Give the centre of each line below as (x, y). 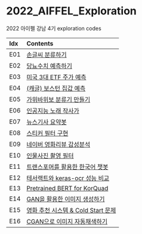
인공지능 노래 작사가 (53, 111)
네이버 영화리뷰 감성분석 (58, 144)
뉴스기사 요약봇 (47, 122)
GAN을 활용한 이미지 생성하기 (66, 199)
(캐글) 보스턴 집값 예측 (56, 88)
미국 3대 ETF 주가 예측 (56, 77)
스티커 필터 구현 (47, 133)
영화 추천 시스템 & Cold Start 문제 (71, 210)
